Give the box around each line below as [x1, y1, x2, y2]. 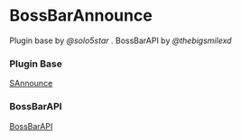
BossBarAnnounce [9, 5, 153, 26]
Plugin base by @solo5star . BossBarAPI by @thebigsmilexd [9, 35, 232, 46]
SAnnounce [9, 78, 53, 89]
